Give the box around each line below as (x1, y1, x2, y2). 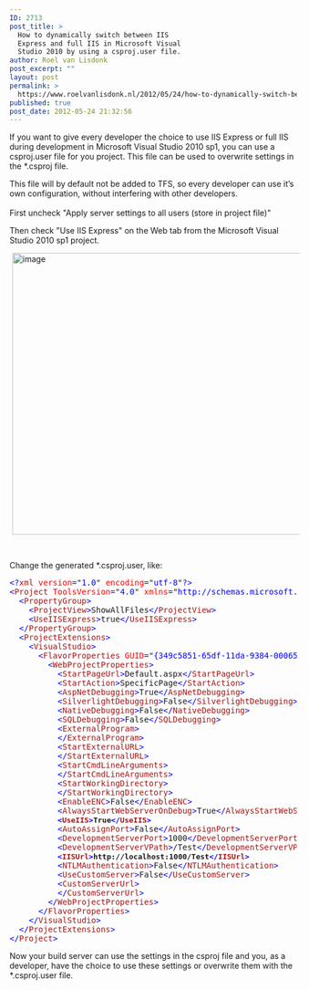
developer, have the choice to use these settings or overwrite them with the (9, 960, 294, 972)
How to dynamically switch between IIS (17, 30, 170, 39)
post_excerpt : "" (9, 65, 76, 74)
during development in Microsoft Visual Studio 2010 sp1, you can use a (9, 141, 275, 152)
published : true (9, 98, 71, 108)
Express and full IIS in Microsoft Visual (17, 38, 181, 48)
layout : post (9, 73, 59, 82)
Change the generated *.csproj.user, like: (9, 560, 163, 571)
